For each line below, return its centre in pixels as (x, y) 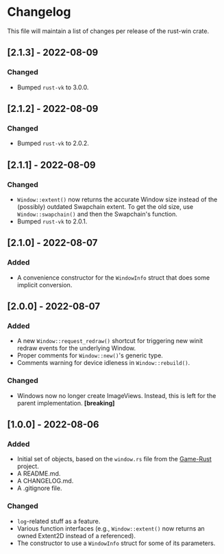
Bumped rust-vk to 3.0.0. (53, 87)
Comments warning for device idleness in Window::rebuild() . (103, 363)
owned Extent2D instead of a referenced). (76, 535)
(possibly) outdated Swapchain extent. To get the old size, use (105, 207)
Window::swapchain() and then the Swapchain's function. (97, 214)
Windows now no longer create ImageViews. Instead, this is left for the (116, 395)
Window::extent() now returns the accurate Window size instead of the (117, 199)
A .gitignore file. (39, 488)
